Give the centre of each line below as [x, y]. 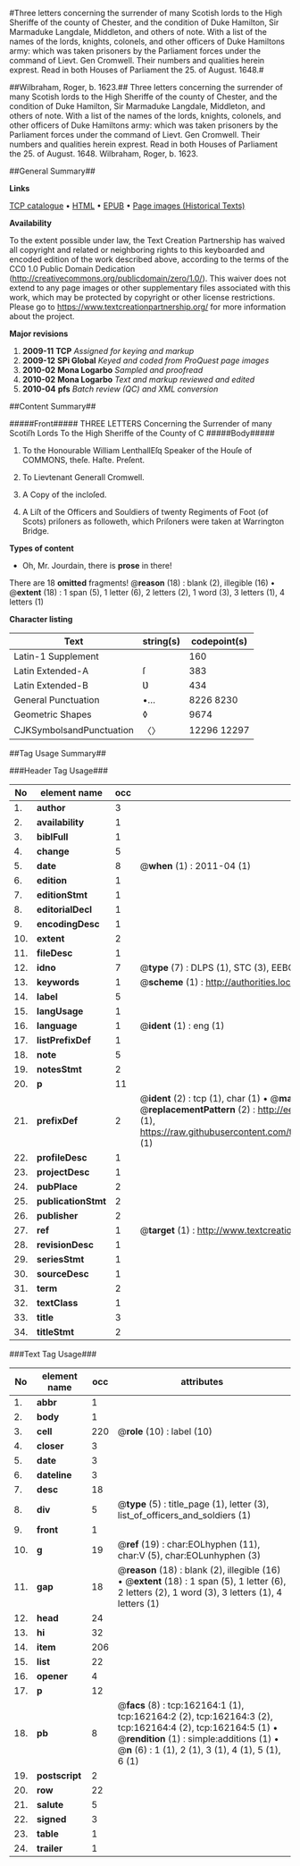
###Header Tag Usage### [59, 771]
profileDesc [62, 1157]
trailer [50, 1848]
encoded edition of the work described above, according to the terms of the [149, 259]
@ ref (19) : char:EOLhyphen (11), [189, 1544]
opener [53, 1676]
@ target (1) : [167, 1230]
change [53, 851]
